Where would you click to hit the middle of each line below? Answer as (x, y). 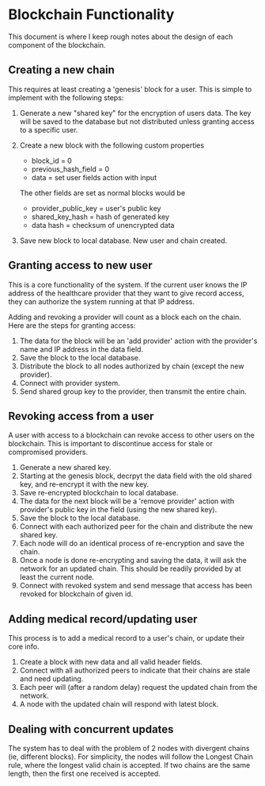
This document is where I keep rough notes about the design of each (121, 37)
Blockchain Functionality (91, 15)
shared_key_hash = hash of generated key (100, 217)
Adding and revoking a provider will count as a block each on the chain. (125, 317)
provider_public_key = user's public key (96, 208)
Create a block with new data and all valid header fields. (111, 662)
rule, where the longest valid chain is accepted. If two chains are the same (129, 765)
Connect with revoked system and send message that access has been (136, 586)
